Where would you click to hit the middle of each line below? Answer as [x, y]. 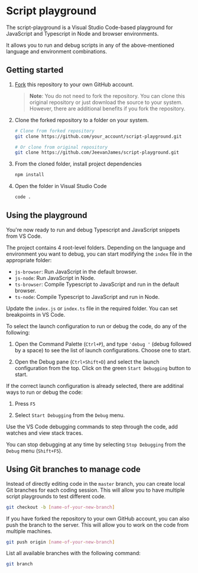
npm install [29, 175]
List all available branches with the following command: [73, 553]
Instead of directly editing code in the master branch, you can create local [96, 483]
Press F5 [25, 403]
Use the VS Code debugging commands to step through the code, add [92, 426]
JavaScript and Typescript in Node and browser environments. [82, 33]
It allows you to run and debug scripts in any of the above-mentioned [90, 45]
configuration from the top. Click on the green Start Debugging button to [103, 368]
